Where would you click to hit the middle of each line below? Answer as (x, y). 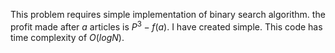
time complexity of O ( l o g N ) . (67, 37)
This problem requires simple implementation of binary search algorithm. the (168, 14)
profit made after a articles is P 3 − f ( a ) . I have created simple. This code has (166, 26)
